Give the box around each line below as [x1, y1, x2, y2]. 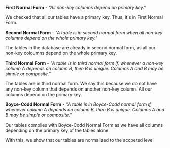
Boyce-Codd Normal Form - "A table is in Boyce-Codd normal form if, [5, 101, 152, 107]
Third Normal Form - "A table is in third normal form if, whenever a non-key [5, 60, 164, 66]
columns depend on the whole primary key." [5, 35, 98, 41]
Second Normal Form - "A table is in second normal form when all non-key [5, 29, 163, 35]
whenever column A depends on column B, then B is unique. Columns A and [5, 107, 165, 112]
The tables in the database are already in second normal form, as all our [5, 45, 156, 50]
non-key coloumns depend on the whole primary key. [5, 50, 117, 56]
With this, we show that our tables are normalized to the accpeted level [5, 137, 154, 143]
